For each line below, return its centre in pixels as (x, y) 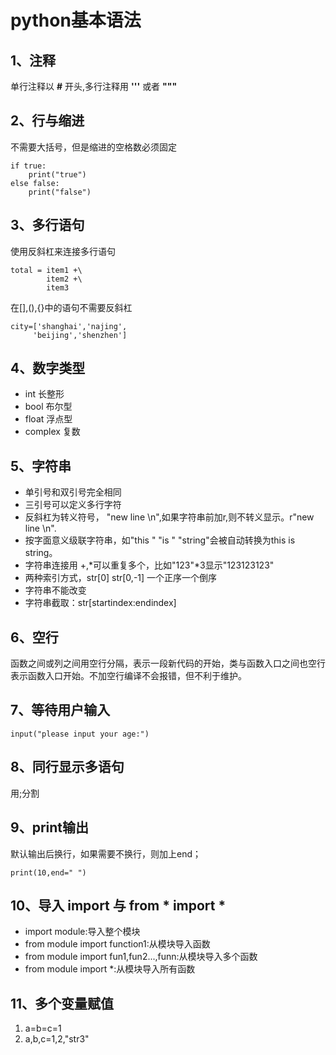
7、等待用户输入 (60, 710)
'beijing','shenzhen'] (80, 335)
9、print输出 (49, 827)
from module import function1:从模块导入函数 (117, 944)
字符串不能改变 (55, 590)
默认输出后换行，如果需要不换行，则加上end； (106, 853)
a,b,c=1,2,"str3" (57, 1039)
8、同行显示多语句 (67, 767)
